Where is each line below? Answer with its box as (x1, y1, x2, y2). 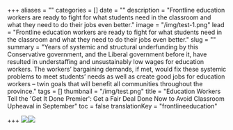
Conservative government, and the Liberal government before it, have (7, 50, 207, 58)
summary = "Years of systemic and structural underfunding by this (7, 43, 199, 51)
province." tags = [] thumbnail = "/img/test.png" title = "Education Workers (7, 87, 221, 95)
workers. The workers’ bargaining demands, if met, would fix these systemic (7, 65, 227, 73)
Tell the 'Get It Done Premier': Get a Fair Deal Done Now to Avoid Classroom (7, 95, 225, 103)
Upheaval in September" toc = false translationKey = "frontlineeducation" (7, 102, 218, 110)
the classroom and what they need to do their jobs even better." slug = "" (7, 35, 216, 44)
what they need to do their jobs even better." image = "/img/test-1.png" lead (7, 21, 225, 29)
